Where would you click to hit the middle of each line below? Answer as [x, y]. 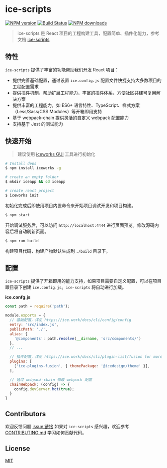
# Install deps [21, 163]
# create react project [30, 191]
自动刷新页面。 [33, 231]
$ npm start [17, 215]
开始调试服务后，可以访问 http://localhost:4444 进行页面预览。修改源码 [80, 225]
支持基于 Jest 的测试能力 [38, 124]
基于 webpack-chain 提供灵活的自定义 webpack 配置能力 [71, 118]
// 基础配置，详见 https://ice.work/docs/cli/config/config [71, 320]
